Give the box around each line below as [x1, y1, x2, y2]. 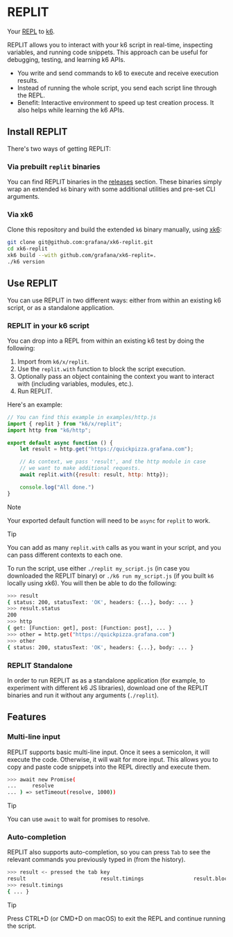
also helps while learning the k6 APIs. [17, 106, 125, 114]
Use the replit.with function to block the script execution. [17, 364, 186, 373]
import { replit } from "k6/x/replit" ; [7, 420, 123, 427]
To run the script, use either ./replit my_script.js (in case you [7, 564, 190, 572]
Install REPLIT [7, 126, 68, 138]
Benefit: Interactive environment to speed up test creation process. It [17, 98, 214, 106]
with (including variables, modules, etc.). [17, 380, 134, 388]
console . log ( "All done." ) [19, 484, 95, 491]
